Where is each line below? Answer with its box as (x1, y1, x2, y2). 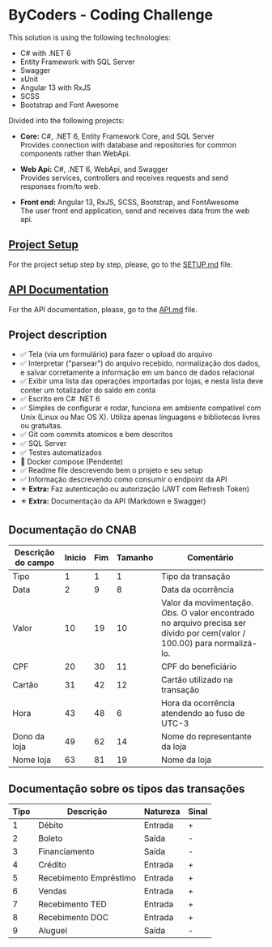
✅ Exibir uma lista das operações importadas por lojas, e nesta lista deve (19, 376, 264, 386)
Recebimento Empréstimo (37, 872, 136, 883)
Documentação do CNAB (8, 523, 138, 537)
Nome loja (12, 754, 51, 765)
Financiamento (37, 846, 95, 857)
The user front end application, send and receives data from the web (19, 205, 250, 216)
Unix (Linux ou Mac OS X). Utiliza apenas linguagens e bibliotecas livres (19, 412, 261, 422)
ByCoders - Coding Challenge (8, 6, 213, 24)
